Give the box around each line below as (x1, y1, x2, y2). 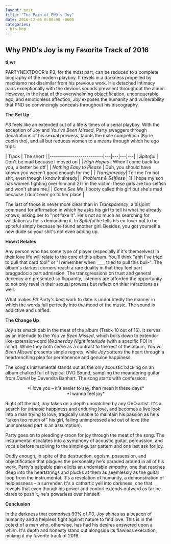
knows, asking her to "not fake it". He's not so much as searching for (5, 212, 150, 218)
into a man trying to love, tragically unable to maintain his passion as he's (5, 411, 159, 417)
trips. (5, 143, 16, 149)
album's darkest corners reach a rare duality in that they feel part (5, 264, 142, 270)
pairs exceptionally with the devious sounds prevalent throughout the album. (5, 85, 166, 91)
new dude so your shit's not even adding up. (5, 228, 99, 235)
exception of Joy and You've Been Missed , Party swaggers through (5, 127, 147, 133)
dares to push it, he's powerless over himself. (5, 491, 101, 497)
